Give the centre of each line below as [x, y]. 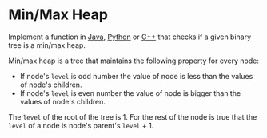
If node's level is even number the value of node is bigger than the [130, 93]
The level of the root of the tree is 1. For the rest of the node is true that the [133, 116]
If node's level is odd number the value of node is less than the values [136, 76]
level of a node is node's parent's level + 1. [81, 125]
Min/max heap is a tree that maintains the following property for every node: [134, 61]
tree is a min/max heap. [47, 45]
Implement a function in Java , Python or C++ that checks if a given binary [130, 37]
